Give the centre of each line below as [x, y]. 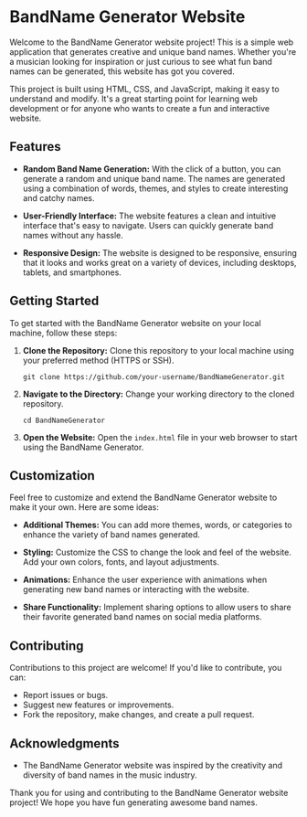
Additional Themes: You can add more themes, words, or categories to [157, 525]
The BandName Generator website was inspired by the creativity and [153, 765]
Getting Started [54, 301]
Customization [53, 476]
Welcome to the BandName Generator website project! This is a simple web [152, 42]
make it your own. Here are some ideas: [85, 507]
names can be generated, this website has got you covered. [122, 71]
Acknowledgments [65, 743]
